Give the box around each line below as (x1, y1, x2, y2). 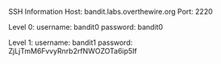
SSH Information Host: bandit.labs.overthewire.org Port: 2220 (8, 7, 214, 16)
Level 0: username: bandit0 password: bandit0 (8, 22, 164, 31)
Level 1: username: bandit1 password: (8, 38, 133, 47)
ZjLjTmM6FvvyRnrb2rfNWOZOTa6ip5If (8, 46, 137, 55)
